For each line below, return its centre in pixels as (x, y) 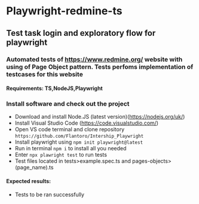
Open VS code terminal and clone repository (70, 129)
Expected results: (29, 181)
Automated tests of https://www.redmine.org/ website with (94, 59)
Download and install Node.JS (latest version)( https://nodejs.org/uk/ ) (100, 117)
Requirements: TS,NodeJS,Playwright (54, 88)
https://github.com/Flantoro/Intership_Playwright (79, 136)
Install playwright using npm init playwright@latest (79, 142)
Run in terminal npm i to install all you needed (71, 149)
